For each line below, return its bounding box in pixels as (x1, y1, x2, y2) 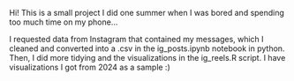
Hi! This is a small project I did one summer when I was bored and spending (9, 8, 285, 18)
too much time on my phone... (9, 17, 118, 27)
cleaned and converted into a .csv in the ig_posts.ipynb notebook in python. (9, 43, 285, 54)
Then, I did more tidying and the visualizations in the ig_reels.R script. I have (9, 53, 286, 63)
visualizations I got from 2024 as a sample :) (9, 62, 170, 72)
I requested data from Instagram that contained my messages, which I (9, 34, 264, 44)
